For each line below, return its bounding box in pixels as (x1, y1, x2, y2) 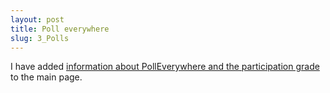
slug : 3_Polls (10, 33, 70, 43)
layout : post (10, 14, 65, 25)
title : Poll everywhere (10, 24, 110, 34)
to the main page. (10, 71, 83, 83)
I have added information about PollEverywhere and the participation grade (10, 61, 320, 73)
